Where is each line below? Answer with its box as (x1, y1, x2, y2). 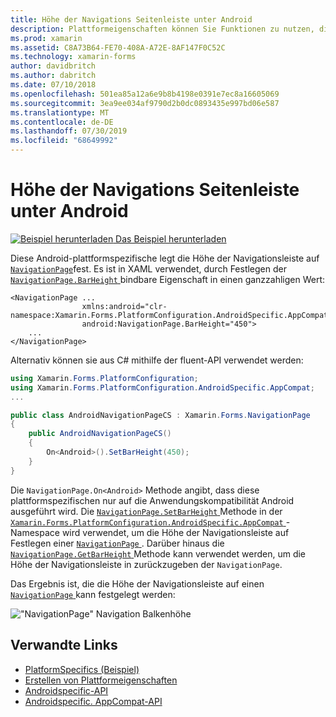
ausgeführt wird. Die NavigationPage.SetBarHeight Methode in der (10, 505, 283, 517)
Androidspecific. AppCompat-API (24, 695, 163, 707)
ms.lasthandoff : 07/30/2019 (10, 126, 128, 136)
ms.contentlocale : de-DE (10, 117, 114, 127)
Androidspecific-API (24, 684, 109, 696)
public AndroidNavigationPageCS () (28, 429, 172, 439)
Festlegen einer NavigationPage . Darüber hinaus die (10, 537, 225, 549)
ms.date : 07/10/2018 (10, 80, 97, 90)
